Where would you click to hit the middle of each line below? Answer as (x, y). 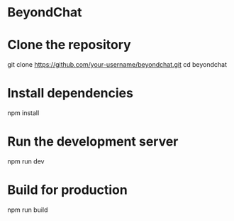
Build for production (67, 190)
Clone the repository (69, 45)
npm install (23, 113)
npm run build (28, 210)
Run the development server (93, 142)
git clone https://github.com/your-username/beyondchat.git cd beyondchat (117, 65)
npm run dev (26, 161)
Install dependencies (70, 93)
